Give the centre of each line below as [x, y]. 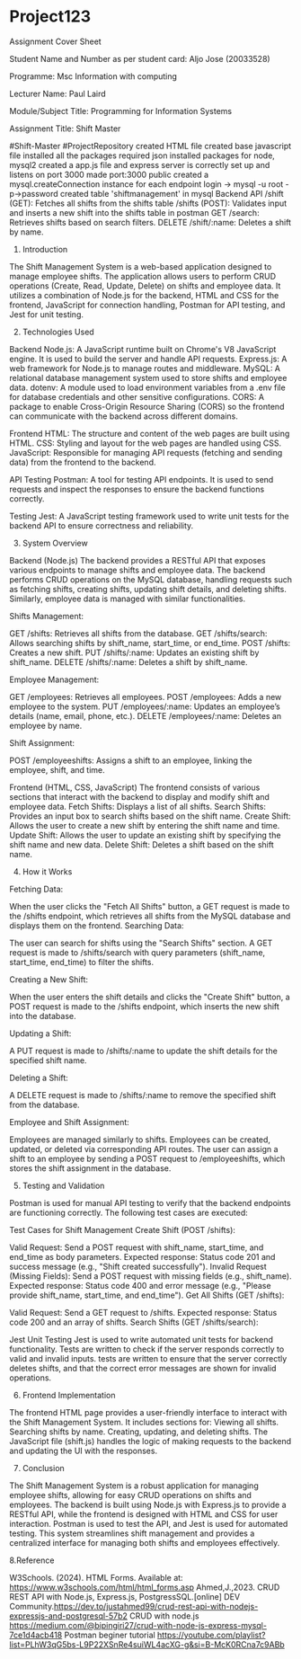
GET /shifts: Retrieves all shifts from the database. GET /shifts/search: [138, 633]
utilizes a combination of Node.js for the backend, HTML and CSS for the [144, 295]
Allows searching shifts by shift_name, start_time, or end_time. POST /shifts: [150, 643]
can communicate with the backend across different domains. [124, 416]
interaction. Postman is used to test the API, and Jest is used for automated [149, 1523]
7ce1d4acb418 [36, 1635]
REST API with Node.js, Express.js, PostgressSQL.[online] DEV [125, 1596]
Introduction [45, 249]
